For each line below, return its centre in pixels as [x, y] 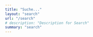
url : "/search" [20, 18]
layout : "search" [22, 14]
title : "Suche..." [23, 9]
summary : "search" [23, 27]
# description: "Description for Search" [47, 23]
